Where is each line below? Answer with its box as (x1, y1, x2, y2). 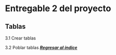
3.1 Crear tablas (5, 35, 36, 41)
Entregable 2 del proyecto (5, 3, 112, 14)
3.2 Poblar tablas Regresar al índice (5, 45, 78, 50)
